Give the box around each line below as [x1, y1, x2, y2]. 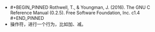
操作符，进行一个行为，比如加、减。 [10, 21, 86, 27]
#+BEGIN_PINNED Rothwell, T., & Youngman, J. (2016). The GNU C [10, 5, 150, 10]
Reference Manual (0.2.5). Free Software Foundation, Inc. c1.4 [10, 10, 140, 16]
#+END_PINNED [10, 15, 44, 21]
